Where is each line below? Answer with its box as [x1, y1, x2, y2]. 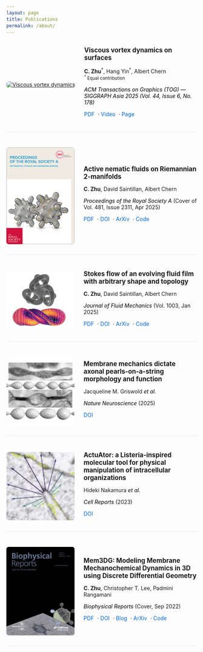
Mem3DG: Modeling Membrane [84, 556, 181, 564]
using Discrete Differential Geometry [84, 571, 197, 580]
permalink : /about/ [6, 22, 56, 29]
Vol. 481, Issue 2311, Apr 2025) [84, 204, 161, 211]
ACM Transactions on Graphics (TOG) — [84, 86, 186, 94]
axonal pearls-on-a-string [84, 367, 164, 376]
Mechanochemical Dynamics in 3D [84, 564, 191, 572]
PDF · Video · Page [84, 111, 135, 118]
